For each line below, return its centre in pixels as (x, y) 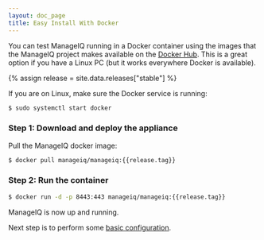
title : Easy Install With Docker (64, 23)
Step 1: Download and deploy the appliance (93, 128)
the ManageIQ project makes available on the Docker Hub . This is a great (128, 54)
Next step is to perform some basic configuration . (90, 227)
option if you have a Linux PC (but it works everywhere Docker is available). (132, 62)
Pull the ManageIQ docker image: (63, 145)
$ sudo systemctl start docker (60, 108)
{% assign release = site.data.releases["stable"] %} (93, 78)
